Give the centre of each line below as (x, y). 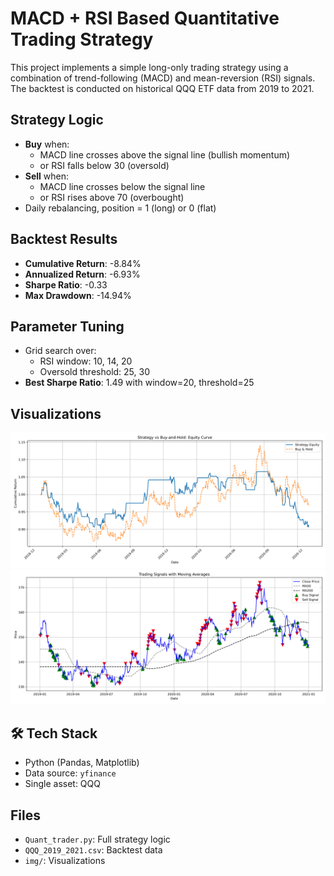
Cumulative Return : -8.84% (83, 263)
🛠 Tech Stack (54, 733)
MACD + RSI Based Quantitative (145, 18)
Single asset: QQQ (62, 784)
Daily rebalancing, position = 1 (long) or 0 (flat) (120, 208)
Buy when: (47, 144)
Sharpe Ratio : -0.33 (66, 284)
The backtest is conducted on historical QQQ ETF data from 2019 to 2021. (162, 88)
